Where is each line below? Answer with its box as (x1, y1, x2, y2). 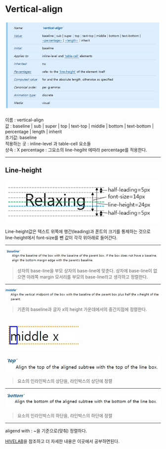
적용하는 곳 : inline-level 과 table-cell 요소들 (5, 140, 91, 146)
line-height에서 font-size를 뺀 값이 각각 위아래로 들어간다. (5, 234, 118, 240)
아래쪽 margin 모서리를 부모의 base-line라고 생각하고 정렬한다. (26, 273, 148, 280)
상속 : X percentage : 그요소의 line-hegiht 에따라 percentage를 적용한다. (5, 147, 147, 153)
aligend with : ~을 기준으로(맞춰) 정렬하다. (5, 428, 87, 434)
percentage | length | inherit (5, 129, 62, 135)
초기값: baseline (5, 135, 37, 140)
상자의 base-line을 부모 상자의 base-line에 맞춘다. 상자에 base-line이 (17, 268, 152, 273)
